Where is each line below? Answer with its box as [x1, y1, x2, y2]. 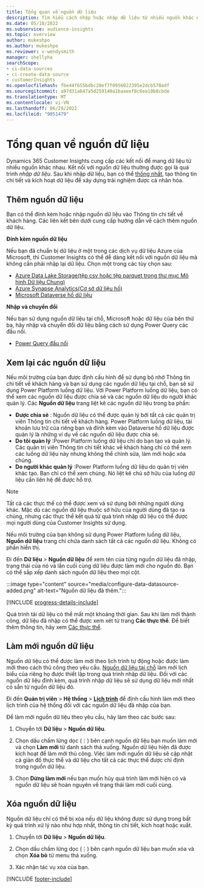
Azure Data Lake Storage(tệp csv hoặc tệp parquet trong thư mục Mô [15, 272, 189, 279]
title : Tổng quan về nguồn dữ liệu [6, 9, 97, 15]
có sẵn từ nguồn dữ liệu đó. [6, 683, 75, 691]
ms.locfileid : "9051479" [6, 111, 69, 117]
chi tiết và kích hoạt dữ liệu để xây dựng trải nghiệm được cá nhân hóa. [6, 177, 184, 184]
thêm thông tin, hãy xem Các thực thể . [6, 623, 102, 631]
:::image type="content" [6, 580, 67, 588]
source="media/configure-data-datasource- [67, 580, 179, 588]
